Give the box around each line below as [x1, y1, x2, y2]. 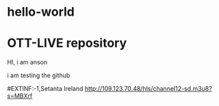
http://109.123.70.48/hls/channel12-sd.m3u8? [84, 85, 212, 93]
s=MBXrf [7, 92, 33, 100]
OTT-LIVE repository [7, 36, 127, 51]
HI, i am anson [7, 58, 48, 66]
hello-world [7, 4, 75, 20]
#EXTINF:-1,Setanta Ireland [7, 85, 83, 93]
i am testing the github [7, 71, 70, 79]
